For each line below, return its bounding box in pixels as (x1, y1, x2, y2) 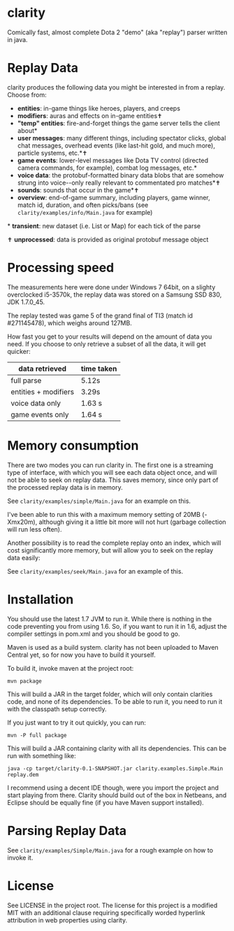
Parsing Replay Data (7, 823, 127, 839)
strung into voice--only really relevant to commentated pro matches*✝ (17, 178, 221, 187)
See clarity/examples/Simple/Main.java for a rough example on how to (7, 846, 214, 854)
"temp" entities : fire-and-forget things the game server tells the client (17, 119, 220, 127)
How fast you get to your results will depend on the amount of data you (7, 332, 212, 341)
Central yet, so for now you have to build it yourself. (7, 651, 156, 659)
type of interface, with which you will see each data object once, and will (7, 468, 217, 476)
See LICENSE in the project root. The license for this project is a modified (7, 901, 218, 909)
